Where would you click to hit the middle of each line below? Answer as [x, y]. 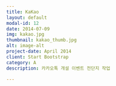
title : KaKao [23, 12]
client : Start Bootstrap [37, 57]
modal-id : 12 [23, 23]
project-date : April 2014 [39, 51]
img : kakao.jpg [25, 35]
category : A [21, 62]
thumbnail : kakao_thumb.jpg [42, 40]
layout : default [27, 18]
